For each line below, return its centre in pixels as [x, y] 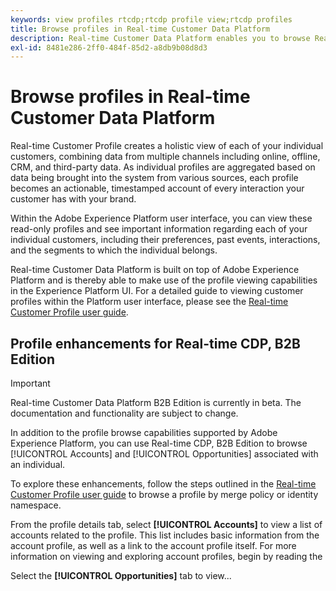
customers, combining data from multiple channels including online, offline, [165, 157]
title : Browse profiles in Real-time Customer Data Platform [140, 29]
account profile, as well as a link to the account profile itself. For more [153, 545]
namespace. [36, 505]
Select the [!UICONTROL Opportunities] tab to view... [121, 575]
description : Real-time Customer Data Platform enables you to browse [160, 38]
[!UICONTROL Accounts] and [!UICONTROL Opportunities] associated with [164, 454]
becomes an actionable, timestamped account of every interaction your [157, 188]
